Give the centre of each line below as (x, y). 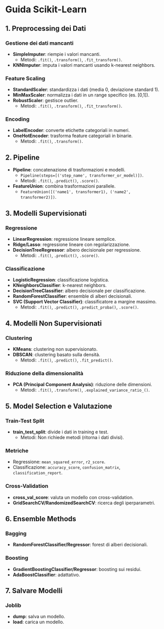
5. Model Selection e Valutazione (59, 406)
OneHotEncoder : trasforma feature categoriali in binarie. (73, 136)
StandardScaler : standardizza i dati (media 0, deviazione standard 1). (86, 90)
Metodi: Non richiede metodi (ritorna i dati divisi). (72, 437)
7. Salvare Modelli (34, 591)
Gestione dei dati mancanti (39, 43)
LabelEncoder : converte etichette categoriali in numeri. (71, 130)
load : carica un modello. (38, 622)
